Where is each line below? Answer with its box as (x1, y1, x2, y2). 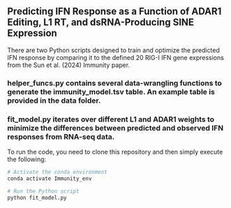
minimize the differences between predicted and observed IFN (7, 123, 224, 133)
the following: (7, 155, 47, 163)
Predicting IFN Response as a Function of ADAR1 (7, 6, 222, 17)
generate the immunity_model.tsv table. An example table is (7, 87, 215, 96)
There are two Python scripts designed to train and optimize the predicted (7, 45, 220, 54)
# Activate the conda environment (7, 169, 108, 176)
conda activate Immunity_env (7, 174, 92, 182)
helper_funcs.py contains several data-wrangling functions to (7, 78, 222, 88)
